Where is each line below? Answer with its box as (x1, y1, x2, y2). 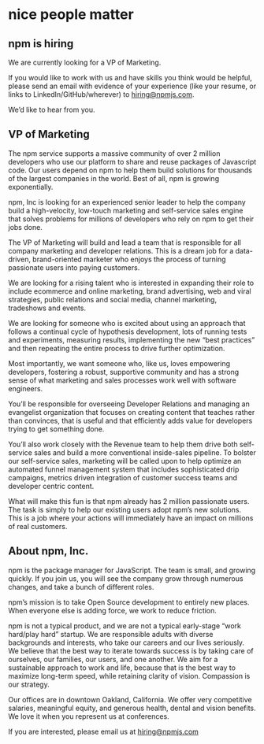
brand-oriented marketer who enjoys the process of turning (32, 254, 226, 264)
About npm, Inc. (8, 545, 89, 558)
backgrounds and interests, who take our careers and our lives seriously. (8, 638, 245, 647)
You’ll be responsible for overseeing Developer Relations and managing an (8, 399, 250, 409)
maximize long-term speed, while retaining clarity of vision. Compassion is (8, 671, 251, 680)
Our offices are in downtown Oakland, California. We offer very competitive (8, 694, 252, 704)
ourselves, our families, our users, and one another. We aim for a (8, 654, 218, 664)
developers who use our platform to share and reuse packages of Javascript (8, 157, 257, 166)
